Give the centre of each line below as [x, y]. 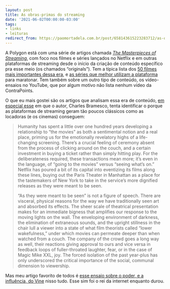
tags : [11, 24]
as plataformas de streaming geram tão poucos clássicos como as [75, 111]
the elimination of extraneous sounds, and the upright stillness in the [89, 222]
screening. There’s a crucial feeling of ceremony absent [96, 142]
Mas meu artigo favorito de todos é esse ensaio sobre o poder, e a [75, 275]
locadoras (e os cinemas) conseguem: [45, 116]
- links [13, 29]
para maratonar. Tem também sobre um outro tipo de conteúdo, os [75, 80]
